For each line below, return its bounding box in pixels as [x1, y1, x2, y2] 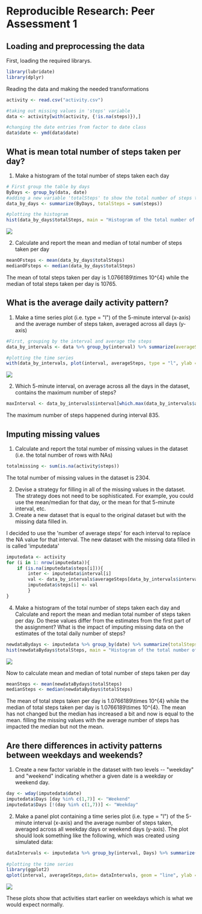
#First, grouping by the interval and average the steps [6, 338, 152, 344]
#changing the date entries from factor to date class [6, 124, 147, 130]
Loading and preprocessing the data [6, 41, 145, 51]
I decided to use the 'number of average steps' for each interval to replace [6, 529, 191, 536]
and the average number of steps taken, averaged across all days [14, 320, 177, 327]
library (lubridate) [6, 69, 55, 75]
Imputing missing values [6, 429, 100, 439]
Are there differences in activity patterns [6, 740, 162, 751]
